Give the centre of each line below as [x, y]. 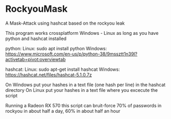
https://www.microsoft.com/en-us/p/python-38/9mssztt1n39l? [71, 54]
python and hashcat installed [36, 38]
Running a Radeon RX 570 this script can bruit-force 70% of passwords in [83, 105]
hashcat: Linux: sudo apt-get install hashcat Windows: [63, 69]
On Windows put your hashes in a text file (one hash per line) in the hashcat [85, 85]
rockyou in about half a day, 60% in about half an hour [63, 111]
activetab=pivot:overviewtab [35, 59]
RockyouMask [36, 9]
